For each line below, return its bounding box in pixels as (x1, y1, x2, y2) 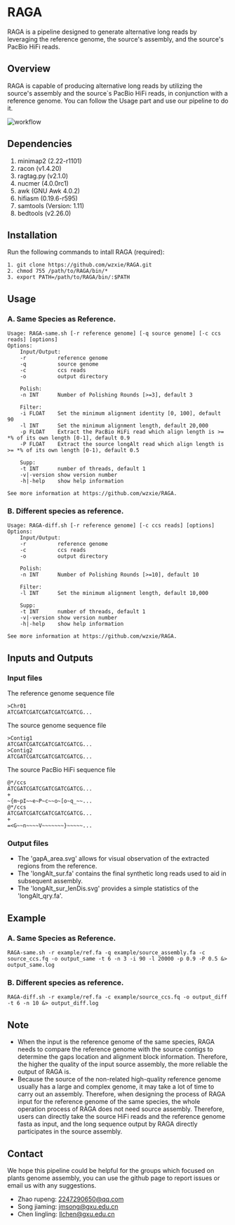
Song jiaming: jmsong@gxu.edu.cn (17, 1202, 119, 1210)
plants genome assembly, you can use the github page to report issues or (7, 1174, 220, 1182)
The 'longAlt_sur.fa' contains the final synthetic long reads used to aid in (17, 869, 227, 878)
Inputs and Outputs (7, 652, 93, 664)
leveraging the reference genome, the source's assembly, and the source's (7, 34, 224, 43)
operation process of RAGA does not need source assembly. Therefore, (17, 1105, 224, 1113)
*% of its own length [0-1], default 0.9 (7, 435, 130, 442)
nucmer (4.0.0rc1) (17, 179, 69, 187)
